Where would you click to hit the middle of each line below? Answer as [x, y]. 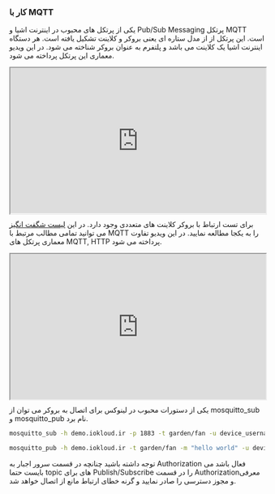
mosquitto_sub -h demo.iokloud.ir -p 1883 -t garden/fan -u [113, 433]
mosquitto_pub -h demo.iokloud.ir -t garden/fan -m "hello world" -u [129, 448]
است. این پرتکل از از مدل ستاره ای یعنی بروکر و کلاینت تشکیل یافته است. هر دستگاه [137, 38]
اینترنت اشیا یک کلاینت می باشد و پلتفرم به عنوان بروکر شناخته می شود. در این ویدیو [136, 47]
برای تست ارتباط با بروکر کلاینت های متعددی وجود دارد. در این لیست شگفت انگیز [131, 224]
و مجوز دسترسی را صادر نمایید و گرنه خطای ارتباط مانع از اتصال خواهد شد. [122, 480]
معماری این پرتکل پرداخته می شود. [62, 56]
